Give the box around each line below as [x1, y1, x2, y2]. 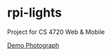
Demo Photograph [7, 41, 59, 49]
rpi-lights [7, 5, 62, 21]
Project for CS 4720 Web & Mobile [7, 28, 105, 36]
